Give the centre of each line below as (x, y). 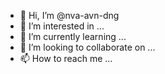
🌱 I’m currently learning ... (73, 36)
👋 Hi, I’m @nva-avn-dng (69, 15)
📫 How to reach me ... (66, 58)
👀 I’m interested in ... (62, 26)
